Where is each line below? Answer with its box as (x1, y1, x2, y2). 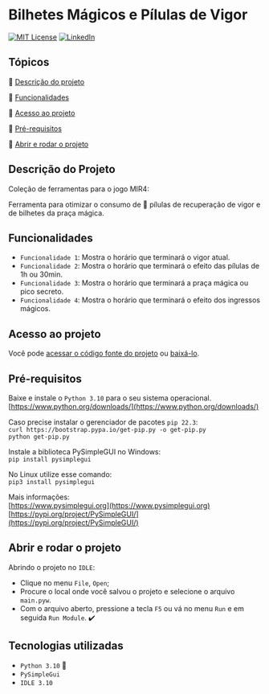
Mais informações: (8, 492, 70, 502)
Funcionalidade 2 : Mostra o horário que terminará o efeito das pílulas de (19, 261, 259, 271)
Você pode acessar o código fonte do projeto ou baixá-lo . (8, 348, 200, 359)
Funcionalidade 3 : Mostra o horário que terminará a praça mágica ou (19, 278, 249, 288)
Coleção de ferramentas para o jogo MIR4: (8, 183, 150, 194)
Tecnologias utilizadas (8, 639, 124, 653)
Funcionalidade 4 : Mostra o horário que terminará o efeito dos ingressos (19, 295, 261, 305)
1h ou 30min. (19, 269, 63, 279)
